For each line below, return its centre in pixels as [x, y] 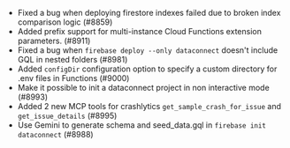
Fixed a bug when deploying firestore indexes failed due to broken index [149, 13]
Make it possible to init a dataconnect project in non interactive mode [143, 88]
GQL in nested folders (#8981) [72, 59]
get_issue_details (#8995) [67, 115]
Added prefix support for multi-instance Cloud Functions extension [140, 31]
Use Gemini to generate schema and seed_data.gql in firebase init [142, 125]
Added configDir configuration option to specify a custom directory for [147, 69]
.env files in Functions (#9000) [73, 78]
